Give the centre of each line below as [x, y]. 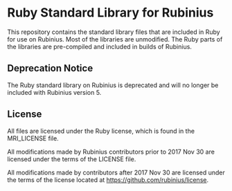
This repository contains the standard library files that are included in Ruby [114, 32]
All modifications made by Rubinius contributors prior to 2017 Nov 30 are [111, 152]
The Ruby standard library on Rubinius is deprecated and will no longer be [113, 85]
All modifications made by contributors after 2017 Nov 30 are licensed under [116, 172]
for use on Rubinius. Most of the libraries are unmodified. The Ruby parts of [115, 39]
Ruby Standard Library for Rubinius [110, 13]
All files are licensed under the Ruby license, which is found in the [101, 131]
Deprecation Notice [50, 68]
